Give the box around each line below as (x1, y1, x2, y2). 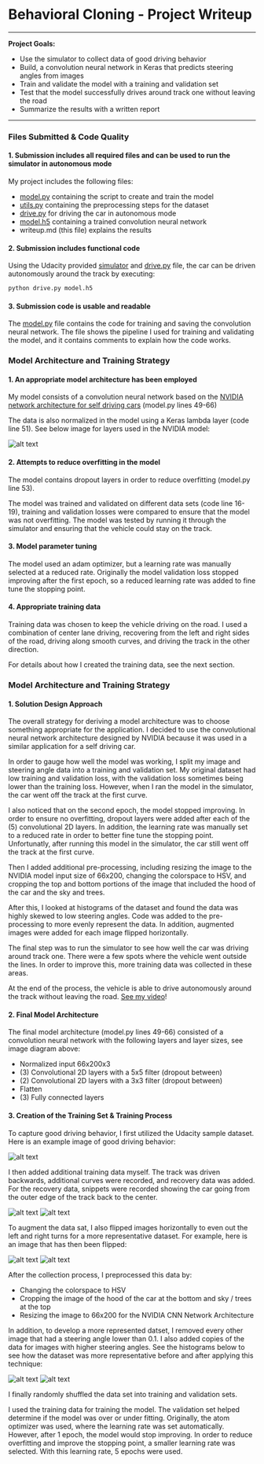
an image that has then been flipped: (8, 1239, 127, 1248)
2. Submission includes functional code (8, 243, 141, 253)
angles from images (19, 71, 84, 80)
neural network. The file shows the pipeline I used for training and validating (8, 327, 255, 337)
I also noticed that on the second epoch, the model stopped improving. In (8, 806, 246, 815)
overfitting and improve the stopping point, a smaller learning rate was (8, 1438, 236, 1447)
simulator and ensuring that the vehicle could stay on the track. (8, 523, 213, 533)
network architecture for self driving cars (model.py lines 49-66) (8, 400, 218, 410)
